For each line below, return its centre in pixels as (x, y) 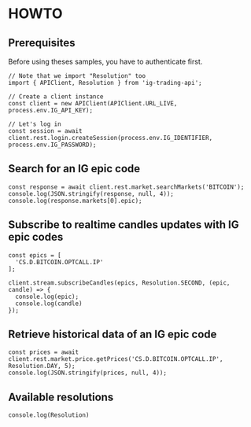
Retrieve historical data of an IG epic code (113, 335)
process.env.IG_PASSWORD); (52, 145)
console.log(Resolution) (49, 415)
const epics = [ (35, 255)
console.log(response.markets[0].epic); (76, 201)
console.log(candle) (49, 304)
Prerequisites (42, 43)
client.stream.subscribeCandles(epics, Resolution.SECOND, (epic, (119, 283)
